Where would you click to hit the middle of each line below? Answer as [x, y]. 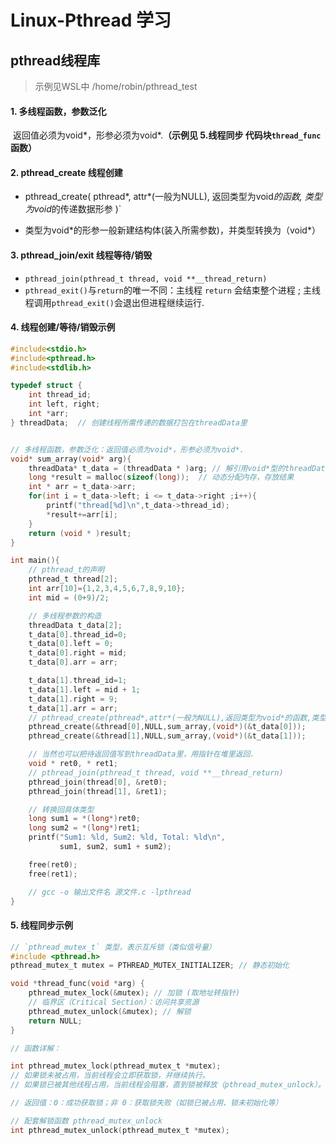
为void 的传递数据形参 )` [73, 209]
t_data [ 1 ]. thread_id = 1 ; [78, 681]
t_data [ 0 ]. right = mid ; [78, 653]
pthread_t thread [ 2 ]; [73, 579]
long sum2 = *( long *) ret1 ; [84, 828]
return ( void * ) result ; [80, 533]
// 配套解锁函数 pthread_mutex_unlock [86, 1121]
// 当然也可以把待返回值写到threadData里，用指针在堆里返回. [141, 754]
